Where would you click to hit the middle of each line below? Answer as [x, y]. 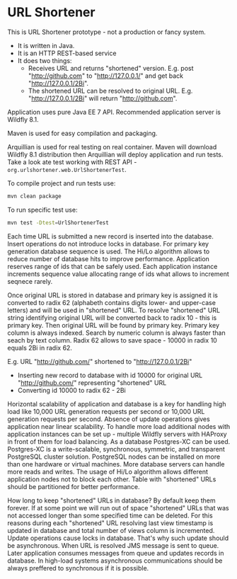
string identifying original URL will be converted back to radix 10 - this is [112, 317]
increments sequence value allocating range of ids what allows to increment [118, 274]
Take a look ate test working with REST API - [72, 162]
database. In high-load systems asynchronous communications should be [115, 561]
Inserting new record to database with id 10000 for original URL [110, 375]
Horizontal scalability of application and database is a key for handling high [117, 403]
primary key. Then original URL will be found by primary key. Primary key [113, 325]
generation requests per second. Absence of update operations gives [109, 419]
